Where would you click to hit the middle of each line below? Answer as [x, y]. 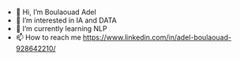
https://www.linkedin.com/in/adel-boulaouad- [157, 37]
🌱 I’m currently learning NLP [62, 28]
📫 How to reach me [48, 37]
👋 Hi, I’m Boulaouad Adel [56, 12]
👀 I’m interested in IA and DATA [66, 20]
